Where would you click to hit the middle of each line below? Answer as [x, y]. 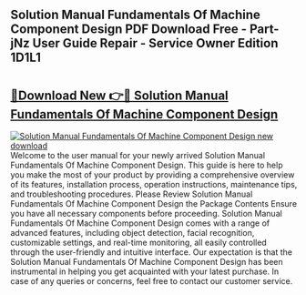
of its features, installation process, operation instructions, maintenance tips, [154, 184]
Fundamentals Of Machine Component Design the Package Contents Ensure [154, 203]
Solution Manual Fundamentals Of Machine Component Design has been [147, 262]
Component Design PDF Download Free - [129, 30]
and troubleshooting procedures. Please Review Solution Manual [132, 194]
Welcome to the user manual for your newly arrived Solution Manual [138, 155]
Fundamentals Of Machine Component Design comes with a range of [140, 223]
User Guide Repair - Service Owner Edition [155, 43]
